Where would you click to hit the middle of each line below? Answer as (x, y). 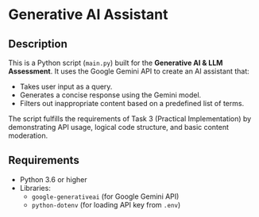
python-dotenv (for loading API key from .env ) (106, 204)
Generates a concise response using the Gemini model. (110, 95)
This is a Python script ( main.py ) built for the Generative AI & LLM (116, 63)
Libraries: (35, 188)
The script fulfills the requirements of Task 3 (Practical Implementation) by (130, 119)
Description (38, 44)
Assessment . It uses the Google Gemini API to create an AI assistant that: (129, 71)
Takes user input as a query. (66, 86)
